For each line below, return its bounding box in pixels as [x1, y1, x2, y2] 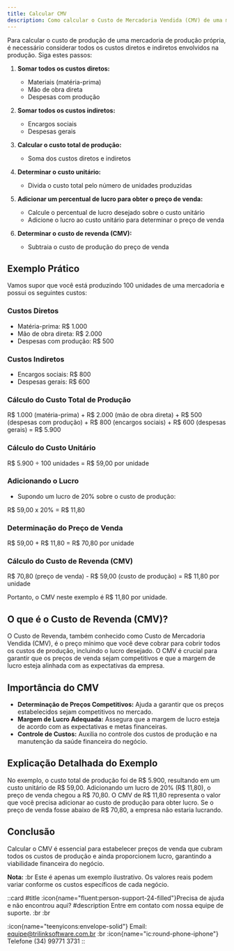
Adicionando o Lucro [7, 476, 79, 486]
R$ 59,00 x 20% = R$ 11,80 [7, 505, 86, 514]
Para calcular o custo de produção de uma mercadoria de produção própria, [7, 36, 226, 44]
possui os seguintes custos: [7, 289, 88, 297]
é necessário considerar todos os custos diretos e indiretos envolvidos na [7, 43, 219, 52]
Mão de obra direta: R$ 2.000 [17, 329, 102, 338]
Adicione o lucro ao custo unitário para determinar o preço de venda [27, 216, 224, 224]
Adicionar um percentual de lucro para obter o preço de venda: [17, 195, 203, 203]
